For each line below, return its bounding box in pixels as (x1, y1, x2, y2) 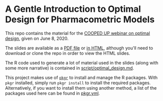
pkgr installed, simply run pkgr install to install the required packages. (5, 80, 151, 86)
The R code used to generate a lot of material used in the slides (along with (5, 60, 159, 66)
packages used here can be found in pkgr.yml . (5, 90, 100, 96)
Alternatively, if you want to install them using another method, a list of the (5, 85, 157, 91)
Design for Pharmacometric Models (5, 14, 155, 25)
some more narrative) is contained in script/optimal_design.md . (5, 65, 134, 71)
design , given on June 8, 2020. (5, 35, 69, 41)
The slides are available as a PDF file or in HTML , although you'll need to (5, 45, 154, 51)
